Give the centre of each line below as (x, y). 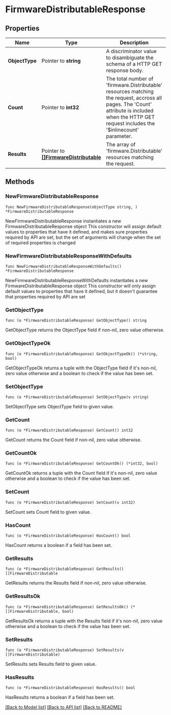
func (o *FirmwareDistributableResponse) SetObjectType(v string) (77, 397)
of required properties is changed (40, 243)
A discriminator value (131, 51)
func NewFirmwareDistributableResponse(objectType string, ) (72, 207)
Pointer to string (61, 61)
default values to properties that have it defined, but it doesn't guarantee (81, 291)
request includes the (131, 123)
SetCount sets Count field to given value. (48, 512)
